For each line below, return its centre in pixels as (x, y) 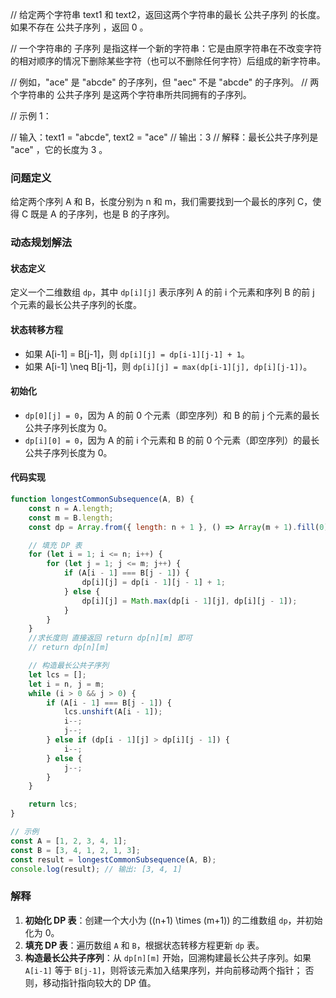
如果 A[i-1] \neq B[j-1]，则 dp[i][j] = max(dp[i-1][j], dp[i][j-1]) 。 (168, 366)
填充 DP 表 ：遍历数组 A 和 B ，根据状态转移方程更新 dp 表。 (144, 945)
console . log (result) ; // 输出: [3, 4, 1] (96, 869)
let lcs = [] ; (57, 674)
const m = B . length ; (71, 518)
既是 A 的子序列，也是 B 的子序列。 (102, 214)
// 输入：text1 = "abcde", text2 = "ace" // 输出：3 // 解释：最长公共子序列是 (164, 137)
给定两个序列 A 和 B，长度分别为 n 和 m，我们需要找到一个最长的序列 (152, 202)
